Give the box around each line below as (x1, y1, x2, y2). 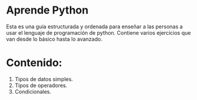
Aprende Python (6, 4, 89, 17)
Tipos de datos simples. (14, 75, 73, 82)
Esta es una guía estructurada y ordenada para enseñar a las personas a (6, 23, 183, 30)
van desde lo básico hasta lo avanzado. (6, 35, 102, 42)
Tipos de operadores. (14, 82, 68, 89)
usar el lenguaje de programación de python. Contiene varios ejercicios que (6, 29, 191, 36)
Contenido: (6, 56, 63, 69)
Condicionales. (14, 88, 51, 95)
